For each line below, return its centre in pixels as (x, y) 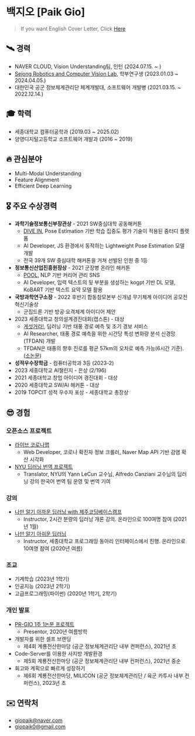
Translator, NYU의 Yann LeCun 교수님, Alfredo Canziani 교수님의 (100, 474)
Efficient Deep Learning (43, 186)
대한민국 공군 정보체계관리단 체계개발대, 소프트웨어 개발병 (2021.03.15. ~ (98, 87)
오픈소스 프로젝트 (29, 430)
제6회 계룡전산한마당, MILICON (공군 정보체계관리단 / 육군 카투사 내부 (103, 676)
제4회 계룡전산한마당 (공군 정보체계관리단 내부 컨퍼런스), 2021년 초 (100, 646)
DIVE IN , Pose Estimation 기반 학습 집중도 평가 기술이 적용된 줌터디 (101, 231)
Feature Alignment (37, 180)
